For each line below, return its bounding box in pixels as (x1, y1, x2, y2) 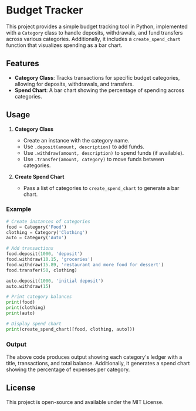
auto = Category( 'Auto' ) (6, 235, 67, 241)
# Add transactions (6, 246, 54, 252)
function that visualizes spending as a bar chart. (6, 42, 123, 49)
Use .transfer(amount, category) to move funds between (23, 155, 164, 162)
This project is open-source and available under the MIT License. (6, 398, 164, 405)
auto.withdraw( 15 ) (6, 283, 51, 289)
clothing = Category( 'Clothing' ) (6, 229, 88, 235)
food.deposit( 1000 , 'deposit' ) (6, 251, 83, 257)
